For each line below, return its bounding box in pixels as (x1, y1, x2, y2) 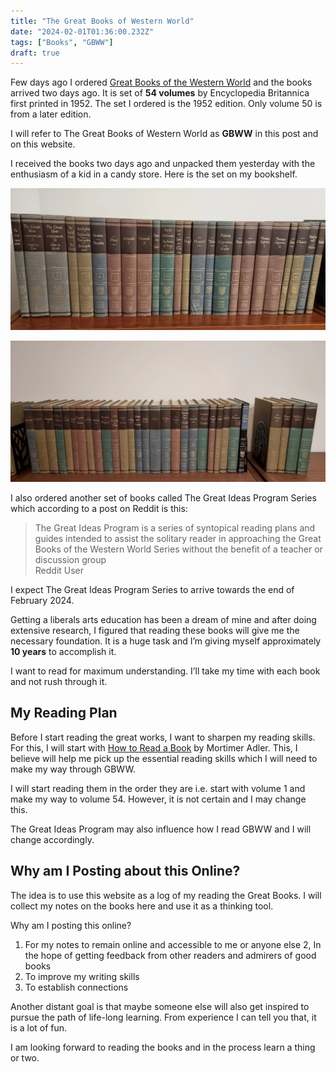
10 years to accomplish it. (10, 645, 117, 657)
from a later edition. (10, 108, 92, 120)
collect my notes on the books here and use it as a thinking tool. (10, 900, 274, 912)
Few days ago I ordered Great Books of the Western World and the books (10, 76, 313, 89)
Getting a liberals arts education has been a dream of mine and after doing (10, 613, 317, 625)
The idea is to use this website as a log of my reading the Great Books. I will (10, 889, 322, 901)
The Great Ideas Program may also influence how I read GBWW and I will (10, 823, 312, 835)
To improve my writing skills (24, 970, 140, 982)
